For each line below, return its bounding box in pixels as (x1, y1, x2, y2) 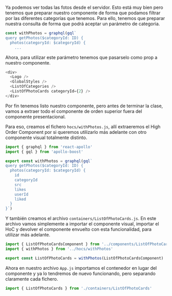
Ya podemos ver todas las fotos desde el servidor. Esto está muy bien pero (5, 5, 163, 10)
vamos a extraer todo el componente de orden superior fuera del (5, 108, 142, 114)
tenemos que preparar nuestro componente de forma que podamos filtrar (5, 10, 161, 16)
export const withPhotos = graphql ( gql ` (5, 159, 93, 164)
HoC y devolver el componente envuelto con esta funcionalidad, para (5, 226, 152, 232)
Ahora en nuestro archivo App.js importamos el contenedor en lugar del (5, 265, 157, 271)
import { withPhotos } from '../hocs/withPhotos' (5, 246, 114, 251)
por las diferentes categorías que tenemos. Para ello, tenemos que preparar (5, 15, 165, 21)
